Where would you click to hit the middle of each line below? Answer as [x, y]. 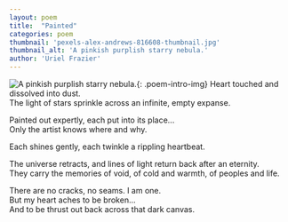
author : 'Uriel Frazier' [55, 59]
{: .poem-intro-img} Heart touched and [208, 84]
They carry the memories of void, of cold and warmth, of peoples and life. [144, 173]
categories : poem [41, 34]
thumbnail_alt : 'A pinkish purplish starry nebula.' [109, 51]
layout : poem [33, 17]
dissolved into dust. [45, 93]
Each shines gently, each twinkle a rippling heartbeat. [108, 147]
